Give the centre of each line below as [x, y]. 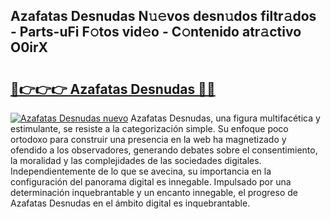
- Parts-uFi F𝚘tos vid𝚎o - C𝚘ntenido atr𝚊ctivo [156, 32]
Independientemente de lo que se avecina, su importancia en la [141, 171]
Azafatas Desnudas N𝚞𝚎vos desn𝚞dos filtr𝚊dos [163, 16]
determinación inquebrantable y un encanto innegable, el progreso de [154, 192]
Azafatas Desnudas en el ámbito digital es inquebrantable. [130, 203]
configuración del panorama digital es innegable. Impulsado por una [151, 182]
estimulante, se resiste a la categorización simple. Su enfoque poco [149, 128]
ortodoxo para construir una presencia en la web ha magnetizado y [148, 139]
